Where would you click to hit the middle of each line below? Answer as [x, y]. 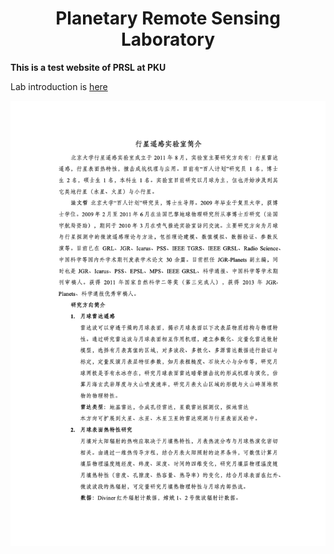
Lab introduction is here [59, 86]
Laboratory [168, 39]
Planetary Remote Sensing [168, 18]
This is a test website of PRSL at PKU [88, 67]
